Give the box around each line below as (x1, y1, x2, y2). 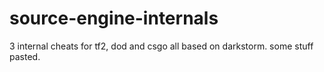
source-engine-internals (9, 7, 219, 30)
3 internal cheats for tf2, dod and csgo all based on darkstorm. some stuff (9, 40, 314, 52)
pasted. (9, 50, 41, 62)
